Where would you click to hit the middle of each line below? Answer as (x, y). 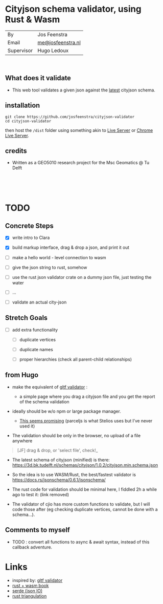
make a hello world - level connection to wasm (59, 257)
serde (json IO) (27, 591)
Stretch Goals (26, 318)
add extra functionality (35, 330)
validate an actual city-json (39, 302)
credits (16, 151)
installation (23, 106)
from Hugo (22, 375)
